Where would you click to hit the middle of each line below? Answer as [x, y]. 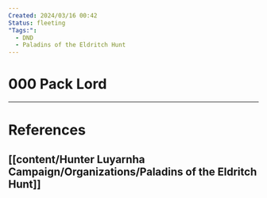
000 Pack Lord [58, 84]
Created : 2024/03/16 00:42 [53, 15]
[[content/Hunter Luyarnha [77, 159]
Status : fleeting [37, 23]
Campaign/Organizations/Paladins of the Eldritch [133, 171]
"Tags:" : [23, 30]
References [47, 130]
